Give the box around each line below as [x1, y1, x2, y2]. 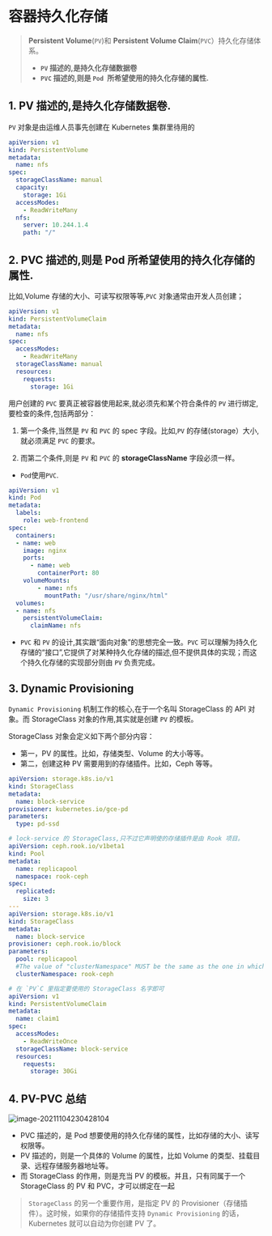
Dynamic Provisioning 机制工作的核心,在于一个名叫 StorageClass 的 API [8, 704, 247, 713]
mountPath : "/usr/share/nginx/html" [44, 592, 168, 600]
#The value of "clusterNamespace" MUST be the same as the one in [15, 962, 244, 971]
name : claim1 [15, 1015, 60, 1023]
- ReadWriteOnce [23, 1037, 79, 1045]
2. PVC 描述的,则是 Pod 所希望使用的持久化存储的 [8, 253, 256, 267]
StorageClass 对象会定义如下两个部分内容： [8, 732, 155, 741]
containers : [15, 531, 57, 539]
